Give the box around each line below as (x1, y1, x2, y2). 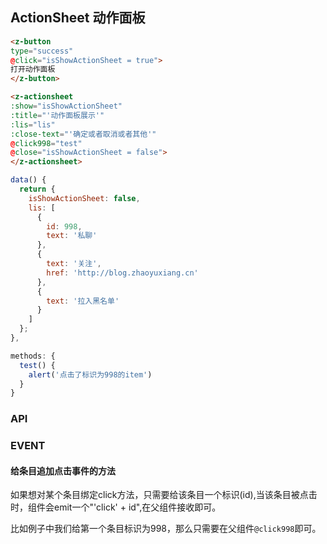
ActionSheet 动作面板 (10, 9, 146, 27)
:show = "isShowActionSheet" (10, 101, 123, 112)
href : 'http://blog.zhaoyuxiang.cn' (46, 268, 199, 278)
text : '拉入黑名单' (46, 296, 120, 306)
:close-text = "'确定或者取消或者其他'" (10, 129, 157, 139)
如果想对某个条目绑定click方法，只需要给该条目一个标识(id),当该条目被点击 (10, 489, 318, 501)
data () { (10, 175, 47, 185)
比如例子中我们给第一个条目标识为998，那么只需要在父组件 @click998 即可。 (10, 523, 322, 535)
